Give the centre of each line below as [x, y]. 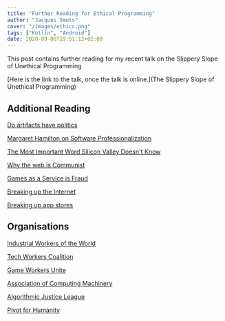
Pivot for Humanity [34, 310]
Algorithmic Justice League [46, 296]
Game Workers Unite [37, 270]
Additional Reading [49, 108]
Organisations [38, 227]
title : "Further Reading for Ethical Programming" [81, 13]
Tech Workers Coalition [40, 256]
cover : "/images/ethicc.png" [49, 26]
